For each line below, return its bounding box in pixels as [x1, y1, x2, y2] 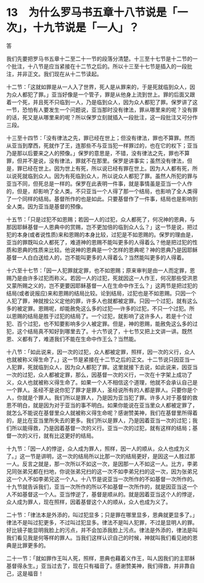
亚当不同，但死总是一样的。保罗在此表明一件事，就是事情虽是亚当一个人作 [6, 180, 192, 187]
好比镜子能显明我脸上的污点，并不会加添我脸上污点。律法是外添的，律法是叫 [6, 526, 198, 534]
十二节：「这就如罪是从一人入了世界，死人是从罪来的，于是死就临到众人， [6, 83, 190, 90]
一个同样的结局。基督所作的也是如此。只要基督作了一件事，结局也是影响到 [11, 195, 198, 202]
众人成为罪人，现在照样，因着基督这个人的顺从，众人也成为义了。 [6, 498, 171, 506]
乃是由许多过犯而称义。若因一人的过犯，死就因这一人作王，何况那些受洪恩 [11, 274, 198, 281]
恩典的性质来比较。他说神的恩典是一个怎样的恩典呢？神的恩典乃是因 [16, 246, 187, 253]
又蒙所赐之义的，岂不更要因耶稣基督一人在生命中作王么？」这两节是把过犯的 [6, 281, 198, 289]
